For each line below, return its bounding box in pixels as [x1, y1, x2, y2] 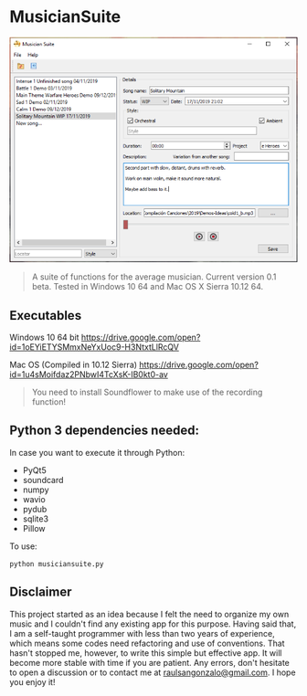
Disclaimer [9, 585, 72, 600]
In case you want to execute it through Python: [9, 447, 185, 458]
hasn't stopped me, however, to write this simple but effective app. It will [9, 647, 282, 659]
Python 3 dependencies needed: [9, 423, 199, 438]
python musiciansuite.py [9, 559, 104, 568]
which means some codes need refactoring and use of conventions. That [9, 638, 285, 649]
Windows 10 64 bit [9, 332, 79, 343]
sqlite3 [22, 513, 48, 524]
